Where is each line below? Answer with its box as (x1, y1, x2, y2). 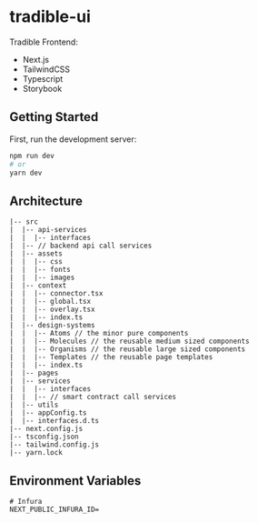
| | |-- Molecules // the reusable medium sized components (9, 337, 250, 347)
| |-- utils (9, 400, 59, 410)
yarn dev (9, 168, 43, 177)
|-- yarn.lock (9, 448, 64, 458)
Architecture (9, 193, 84, 208)
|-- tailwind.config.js (9, 440, 100, 449)
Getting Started (9, 109, 99, 125)
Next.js (22, 54, 50, 65)
